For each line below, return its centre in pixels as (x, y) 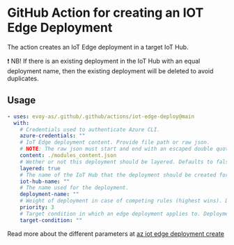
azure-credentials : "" (53, 136)
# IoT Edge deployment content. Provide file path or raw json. (115, 142)
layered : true (40, 168)
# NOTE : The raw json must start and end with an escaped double (117, 149)
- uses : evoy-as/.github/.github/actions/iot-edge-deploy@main (101, 117)
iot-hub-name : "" (45, 181)
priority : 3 (37, 207)
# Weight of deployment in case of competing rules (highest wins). (121, 201)
